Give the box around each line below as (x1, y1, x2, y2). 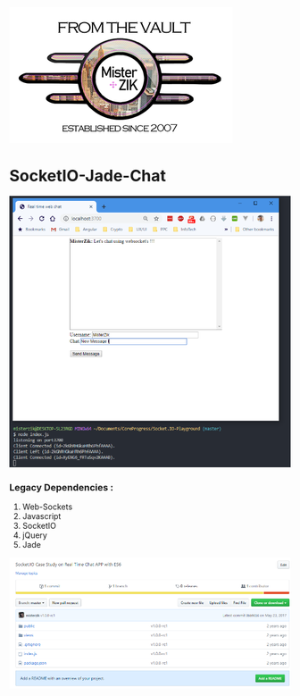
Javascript (21, 511, 62, 522)
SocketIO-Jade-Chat (9, 166, 167, 186)
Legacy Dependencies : (9, 481, 114, 493)
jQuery (21, 530, 47, 541)
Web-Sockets (21, 501, 73, 512)
